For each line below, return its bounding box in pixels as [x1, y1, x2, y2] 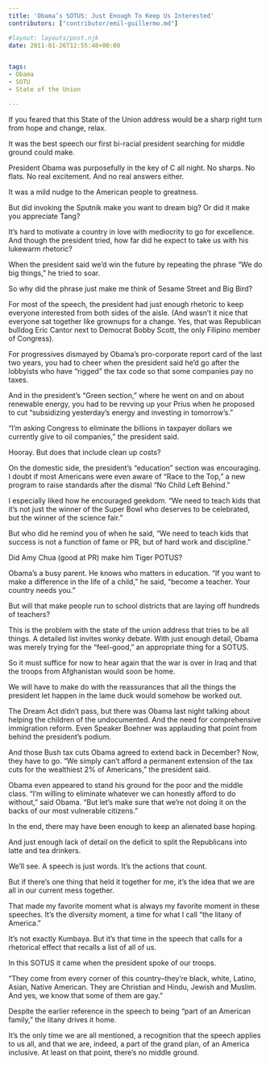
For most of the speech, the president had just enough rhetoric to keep [8, 299, 244, 309]
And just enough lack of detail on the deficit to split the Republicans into [8, 837, 247, 847]
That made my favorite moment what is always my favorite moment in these [8, 901, 260, 910]
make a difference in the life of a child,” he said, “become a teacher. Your [8, 577, 251, 586]
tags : [8, 63, 27, 71]
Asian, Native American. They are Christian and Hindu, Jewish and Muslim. [8, 982, 257, 992]
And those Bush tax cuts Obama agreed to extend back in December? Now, [8, 747, 260, 757]
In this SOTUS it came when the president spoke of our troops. [8, 958, 217, 968]
